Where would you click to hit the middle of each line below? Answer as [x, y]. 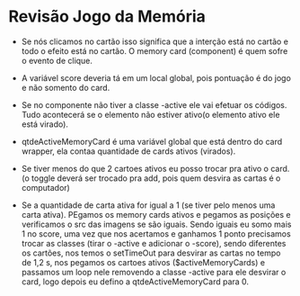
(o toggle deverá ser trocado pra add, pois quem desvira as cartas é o [151, 178]
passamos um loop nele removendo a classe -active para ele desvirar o [154, 272]
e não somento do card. [66, 87]
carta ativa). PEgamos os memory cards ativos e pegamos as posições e [156, 214]
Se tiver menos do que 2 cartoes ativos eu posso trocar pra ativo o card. [155, 168]
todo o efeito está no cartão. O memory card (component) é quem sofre [154, 50]
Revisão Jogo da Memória [107, 17]
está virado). [45, 124]
